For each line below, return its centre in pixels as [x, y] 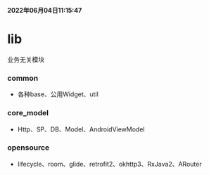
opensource [28, 148]
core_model [28, 113]
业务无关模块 [26, 59]
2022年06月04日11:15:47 [45, 10]
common [23, 78]
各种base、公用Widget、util [58, 94]
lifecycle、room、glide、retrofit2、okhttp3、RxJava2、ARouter [109, 164]
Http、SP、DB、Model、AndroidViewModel [81, 129]
